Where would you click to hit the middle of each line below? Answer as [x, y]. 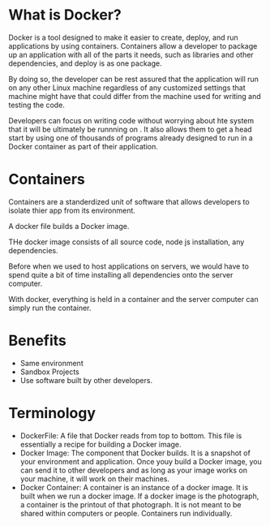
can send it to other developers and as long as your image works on [134, 470]
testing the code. [36, 105]
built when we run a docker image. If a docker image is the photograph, [139, 496]
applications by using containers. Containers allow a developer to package [133, 45]
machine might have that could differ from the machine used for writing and [135, 96]
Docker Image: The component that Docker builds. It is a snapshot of [135, 453]
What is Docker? [65, 15]
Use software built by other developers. [86, 380]
